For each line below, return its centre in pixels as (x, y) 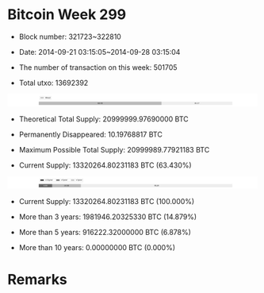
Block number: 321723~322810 (70, 37)
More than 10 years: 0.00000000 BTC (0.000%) (97, 248)
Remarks (38, 280)
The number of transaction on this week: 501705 (98, 67)
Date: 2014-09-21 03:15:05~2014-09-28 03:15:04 (99, 52)
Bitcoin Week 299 (67, 15)
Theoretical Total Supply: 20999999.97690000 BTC (104, 119)
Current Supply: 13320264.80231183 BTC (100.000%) (107, 202)
